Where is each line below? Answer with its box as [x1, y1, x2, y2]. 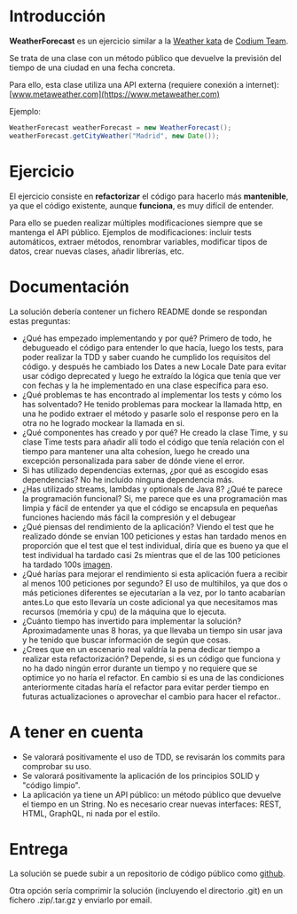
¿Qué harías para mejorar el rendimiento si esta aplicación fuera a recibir [21, 568, 288, 579]
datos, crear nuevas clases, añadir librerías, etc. [9, 246, 184, 256]
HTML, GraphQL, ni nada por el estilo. [21, 808, 160, 818]
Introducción [9, 6, 106, 27]
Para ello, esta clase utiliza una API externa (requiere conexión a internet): [9, 79, 279, 90]
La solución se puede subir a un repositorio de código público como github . [9, 868, 285, 879]
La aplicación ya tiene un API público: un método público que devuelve [21, 789, 282, 800]
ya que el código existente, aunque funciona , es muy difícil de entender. [9, 200, 275, 210]
